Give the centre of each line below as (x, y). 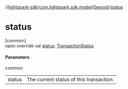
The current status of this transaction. (70, 80)
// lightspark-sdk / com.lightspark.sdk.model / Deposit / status (64, 7)
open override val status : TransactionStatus (49, 46)
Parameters (17, 57)
